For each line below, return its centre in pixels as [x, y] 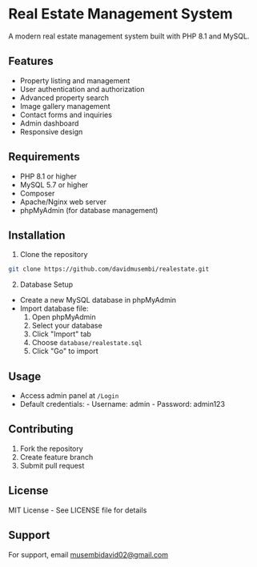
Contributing [41, 429]
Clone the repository [54, 255]
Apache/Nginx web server [63, 202]
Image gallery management [65, 106]
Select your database [67, 326]
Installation [37, 235]
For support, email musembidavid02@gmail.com [88, 554]
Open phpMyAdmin [64, 317]
